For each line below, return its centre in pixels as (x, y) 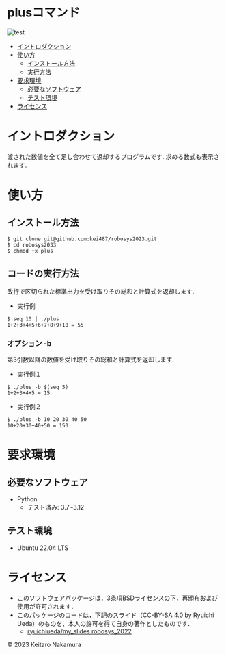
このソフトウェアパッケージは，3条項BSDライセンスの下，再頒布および (117, 598)
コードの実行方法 (43, 274)
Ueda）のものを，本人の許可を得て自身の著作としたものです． (105, 623)
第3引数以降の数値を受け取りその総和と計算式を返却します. (90, 360)
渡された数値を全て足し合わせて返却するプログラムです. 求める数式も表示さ (113, 156)
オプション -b (29, 343)
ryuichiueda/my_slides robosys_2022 (79, 631)
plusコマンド (44, 13)
